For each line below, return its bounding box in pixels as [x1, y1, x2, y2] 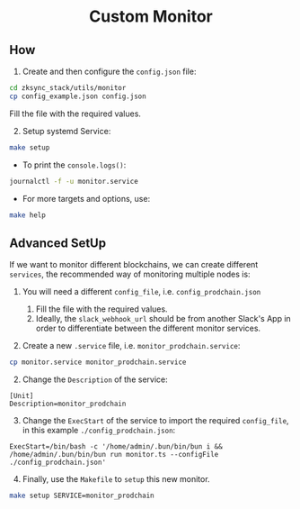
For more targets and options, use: [22, 193, 151, 204]
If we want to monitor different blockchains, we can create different [9, 259, 259, 270]
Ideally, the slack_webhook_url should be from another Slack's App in [35, 314, 292, 324]
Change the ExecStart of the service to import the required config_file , [22, 415, 289, 426]
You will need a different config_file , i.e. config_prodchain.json [22, 286, 261, 297]
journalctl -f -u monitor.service [9, 177, 139, 186]
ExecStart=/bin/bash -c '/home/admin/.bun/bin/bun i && [9, 442, 223, 451]
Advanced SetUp [9, 235, 106, 250]
